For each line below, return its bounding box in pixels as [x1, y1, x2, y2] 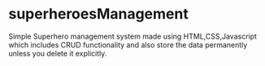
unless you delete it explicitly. [8, 48, 107, 58]
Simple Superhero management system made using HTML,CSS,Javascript [8, 31, 258, 41]
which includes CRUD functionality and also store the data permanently [8, 39, 248, 49]
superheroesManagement [8, 5, 189, 23]
